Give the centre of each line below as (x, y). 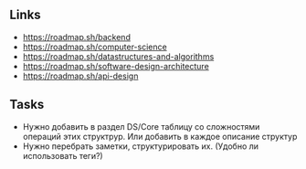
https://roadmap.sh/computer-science (95, 47)
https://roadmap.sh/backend (76, 37)
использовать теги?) (63, 155)
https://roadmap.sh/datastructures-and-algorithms (118, 56)
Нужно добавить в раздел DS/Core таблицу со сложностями (141, 126)
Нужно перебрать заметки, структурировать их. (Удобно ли (140, 146)
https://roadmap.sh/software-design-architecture (116, 66)
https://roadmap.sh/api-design (80, 76)
